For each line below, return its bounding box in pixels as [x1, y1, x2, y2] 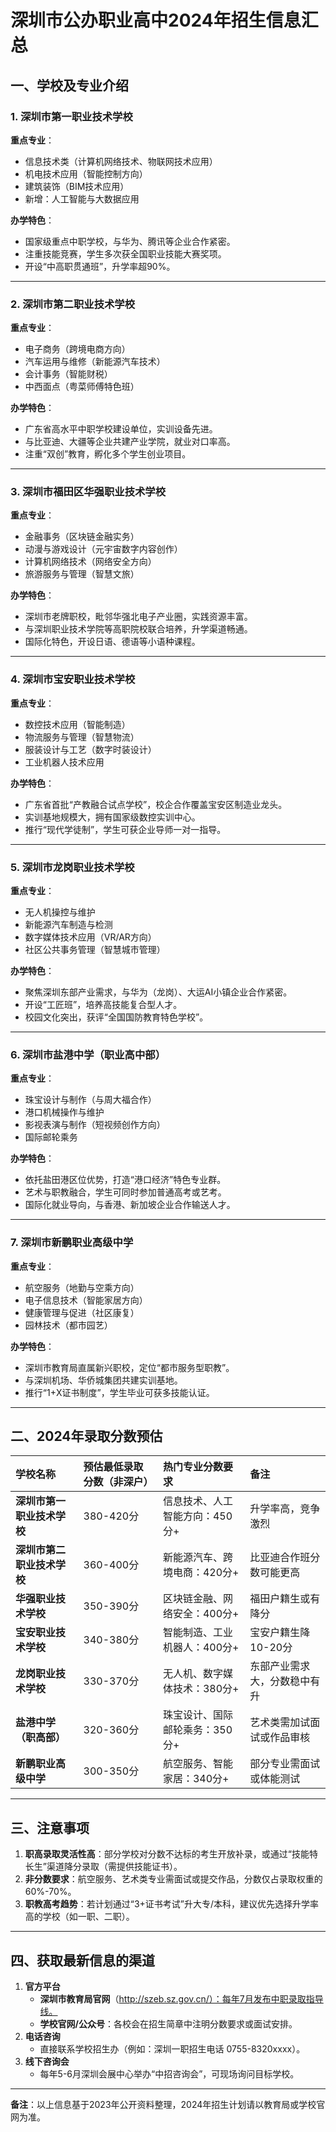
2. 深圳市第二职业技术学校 [10, 297, 136, 311]
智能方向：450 [162, 1509, 233, 1523]
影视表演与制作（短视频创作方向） [24, 1119, 166, 1131]
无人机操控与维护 [24, 906, 96, 918]
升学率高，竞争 [249, 1502, 321, 1516]
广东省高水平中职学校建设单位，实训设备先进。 [24, 423, 218, 435]
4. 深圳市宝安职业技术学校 [10, 672, 136, 686]
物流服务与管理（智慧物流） [24, 731, 140, 743]
